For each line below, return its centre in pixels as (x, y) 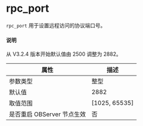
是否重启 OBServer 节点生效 (47, 114)
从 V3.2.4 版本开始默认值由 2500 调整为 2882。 (64, 54)
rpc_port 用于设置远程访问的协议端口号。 (56, 25)
